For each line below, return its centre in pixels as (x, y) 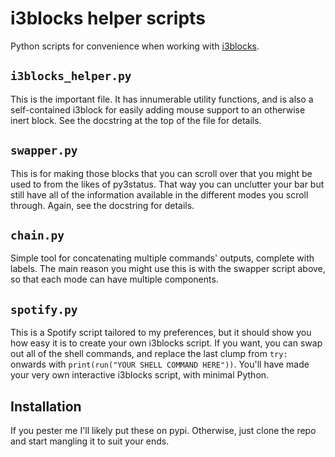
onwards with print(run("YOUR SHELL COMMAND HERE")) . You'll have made (160, 364)
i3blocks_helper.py (71, 76)
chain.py (37, 235)
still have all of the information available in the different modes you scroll (159, 194)
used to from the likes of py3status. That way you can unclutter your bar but (167, 184)
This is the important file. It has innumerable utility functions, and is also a (162, 99)
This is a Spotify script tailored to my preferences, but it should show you (161, 333)
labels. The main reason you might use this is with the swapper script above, (168, 269)
